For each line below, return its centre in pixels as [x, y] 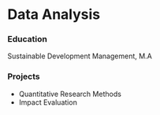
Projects [24, 76]
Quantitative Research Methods [70, 94]
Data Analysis [54, 15]
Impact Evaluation [48, 102]
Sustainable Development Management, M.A [80, 56]
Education [28, 39]
